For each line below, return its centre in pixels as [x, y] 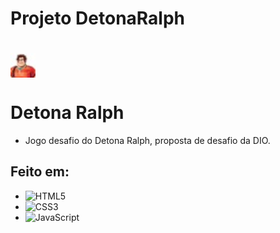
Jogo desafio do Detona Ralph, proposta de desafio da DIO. [147, 140]
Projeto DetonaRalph [98, 18]
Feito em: [40, 172]
